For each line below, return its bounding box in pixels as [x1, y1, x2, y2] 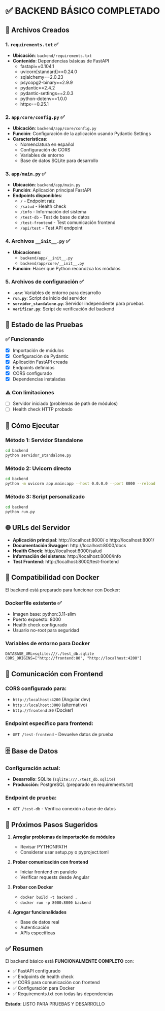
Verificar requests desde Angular [20, 874, 90, 880]
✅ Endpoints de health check [12, 973, 74, 980]
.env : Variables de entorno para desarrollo [12, 290, 102, 296]
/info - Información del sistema [20, 209, 87, 215]
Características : [12, 136, 48, 142]
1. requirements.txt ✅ [5, 41, 59, 48]
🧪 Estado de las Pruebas [5, 321, 83, 329]
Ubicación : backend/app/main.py [12, 182, 81, 188]
